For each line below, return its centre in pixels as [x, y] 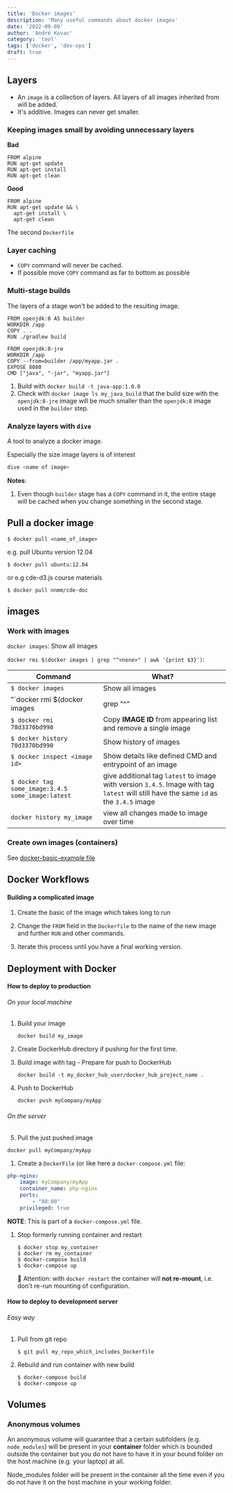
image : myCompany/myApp [54, 1182]
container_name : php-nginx [59, 1189]
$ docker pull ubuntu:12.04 [48, 565]
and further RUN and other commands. [71, 934]
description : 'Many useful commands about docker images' [93, 20]
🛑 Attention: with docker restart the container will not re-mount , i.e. [115, 1278]
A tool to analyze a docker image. [55, 441]
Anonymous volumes [44, 1424]
